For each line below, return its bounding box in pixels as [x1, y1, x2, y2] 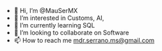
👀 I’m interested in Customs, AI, [13, 14, 105, 22]
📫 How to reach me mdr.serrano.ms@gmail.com [13, 37, 155, 44]
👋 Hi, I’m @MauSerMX [13, 7, 78, 14]
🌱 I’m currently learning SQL [13, 21, 96, 29]
